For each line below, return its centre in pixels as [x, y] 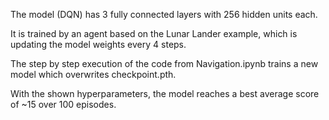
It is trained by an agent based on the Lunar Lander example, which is [154, 33]
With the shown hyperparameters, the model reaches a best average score [165, 93]
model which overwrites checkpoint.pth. [93, 74]
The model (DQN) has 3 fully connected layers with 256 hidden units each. [164, 14]
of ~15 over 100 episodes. [63, 104]
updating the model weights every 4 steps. [98, 44]
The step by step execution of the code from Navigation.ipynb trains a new [164, 63]
